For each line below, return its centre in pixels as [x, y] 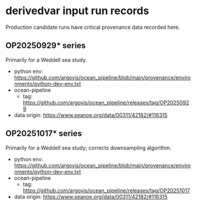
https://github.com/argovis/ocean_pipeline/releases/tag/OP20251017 [106, 190]
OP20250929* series [46, 46]
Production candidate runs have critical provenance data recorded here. [93, 27]
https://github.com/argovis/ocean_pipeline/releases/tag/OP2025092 [106, 102]
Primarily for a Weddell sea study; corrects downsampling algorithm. [89, 148]
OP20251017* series [44, 134]
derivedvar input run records [77, 11]
